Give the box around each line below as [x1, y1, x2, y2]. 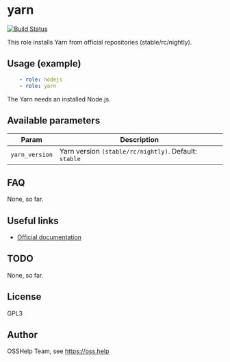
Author [7, 328, 38, 341]
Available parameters [7, 114, 101, 126]
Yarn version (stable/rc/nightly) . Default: [59, 147, 197, 156]
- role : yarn [19, 82, 57, 89]
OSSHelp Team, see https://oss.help [7, 347, 110, 355]
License [7, 291, 42, 303]
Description [119, 135, 159, 145]
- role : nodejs [19, 76, 63, 83]
